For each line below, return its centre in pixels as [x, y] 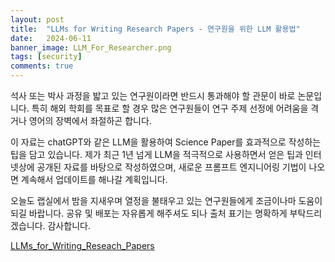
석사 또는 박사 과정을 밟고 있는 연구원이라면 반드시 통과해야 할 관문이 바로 [153, 95]
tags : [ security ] [46, 57]
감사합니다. [69, 225]
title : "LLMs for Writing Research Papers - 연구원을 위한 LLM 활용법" [155, 29]
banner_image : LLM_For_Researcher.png [91, 47]
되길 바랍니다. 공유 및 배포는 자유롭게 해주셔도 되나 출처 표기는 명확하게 [149, 213]
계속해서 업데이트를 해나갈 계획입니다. [94, 179]
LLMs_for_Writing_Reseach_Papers [82, 245]
